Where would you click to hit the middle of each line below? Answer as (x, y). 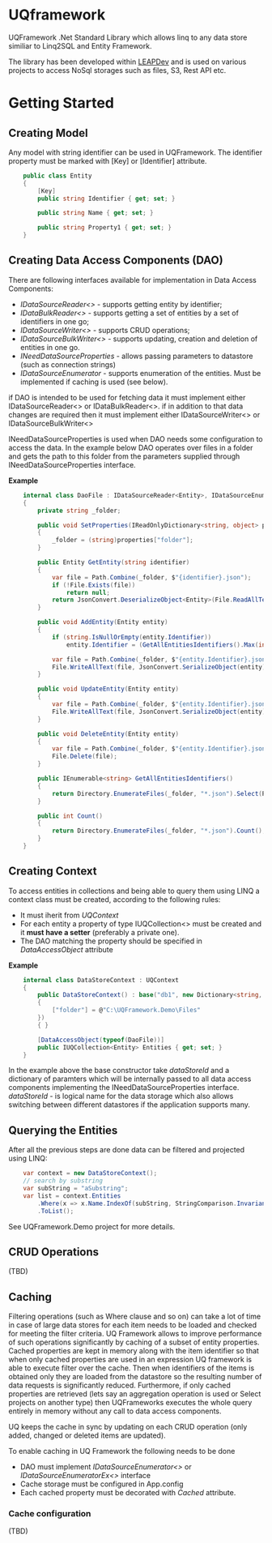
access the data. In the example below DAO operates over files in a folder (131, 447)
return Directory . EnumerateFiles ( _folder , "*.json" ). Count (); (159, 831)
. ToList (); (56, 1211)
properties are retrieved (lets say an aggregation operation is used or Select (135, 1394)
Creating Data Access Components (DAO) (116, 261)
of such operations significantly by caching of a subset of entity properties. (134, 1342)
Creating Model (49, 133)
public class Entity (57, 176)
